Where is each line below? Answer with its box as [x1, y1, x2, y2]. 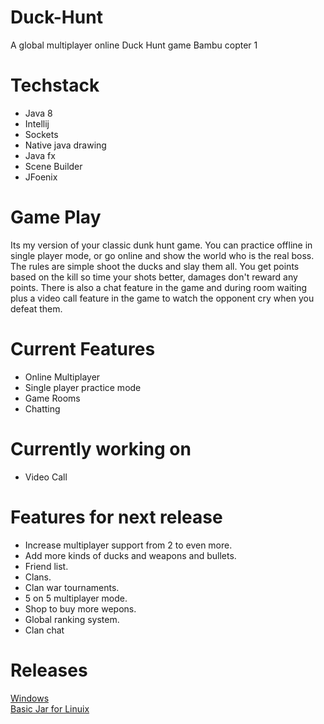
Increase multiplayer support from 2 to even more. [24, 539, 233, 551]
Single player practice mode [24, 381, 142, 393]
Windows [10, 692, 50, 704]
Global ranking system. [24, 613, 120, 625]
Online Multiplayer [24, 371, 101, 383]
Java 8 [24, 107, 53, 119]
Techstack [10, 74, 100, 97]
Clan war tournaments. [24, 581, 120, 593]
